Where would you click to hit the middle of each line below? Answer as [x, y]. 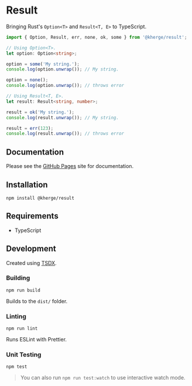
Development [31, 249]
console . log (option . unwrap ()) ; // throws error [65, 86]
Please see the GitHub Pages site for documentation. [70, 166]
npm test [17, 367]
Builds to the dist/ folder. [37, 301]
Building [18, 278]
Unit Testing [24, 355]
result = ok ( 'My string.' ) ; [40, 112]
